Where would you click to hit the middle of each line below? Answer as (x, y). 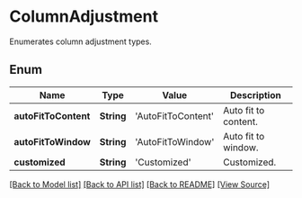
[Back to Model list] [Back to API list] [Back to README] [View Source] (140, 184)
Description (256, 94)
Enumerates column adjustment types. (81, 41)
